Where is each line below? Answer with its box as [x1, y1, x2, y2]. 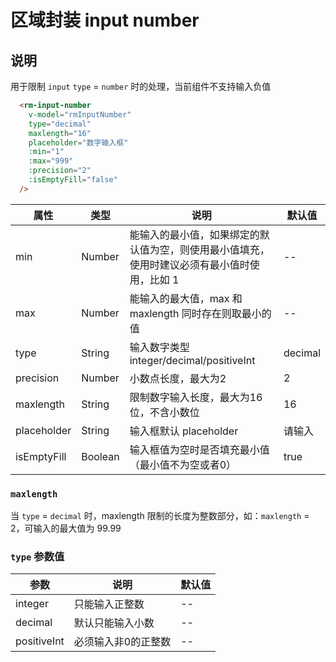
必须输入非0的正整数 [73, 635, 172, 649]
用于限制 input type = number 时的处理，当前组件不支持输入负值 [10, 81, 272, 92]
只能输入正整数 [73, 597, 145, 611]
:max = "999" [28, 156, 74, 166]
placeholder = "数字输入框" [28, 137, 129, 148]
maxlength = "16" [28, 128, 92, 138]
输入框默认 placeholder [129, 424, 239, 438]
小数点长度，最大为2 [129, 371, 227, 385]
